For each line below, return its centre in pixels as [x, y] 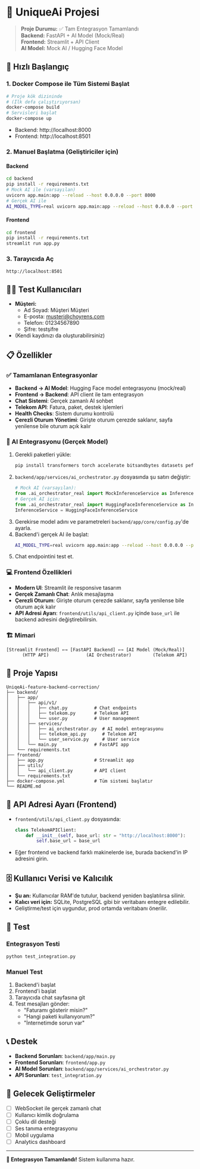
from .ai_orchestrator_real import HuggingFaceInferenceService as [100, 504]
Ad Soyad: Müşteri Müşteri [56, 310]
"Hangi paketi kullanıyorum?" [59, 1016]
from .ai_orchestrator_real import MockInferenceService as [91, 494]
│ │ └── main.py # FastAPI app [68, 745]
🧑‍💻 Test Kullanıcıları [44, 289]
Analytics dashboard [40, 1142]
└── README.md [24, 786]
